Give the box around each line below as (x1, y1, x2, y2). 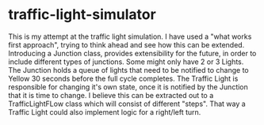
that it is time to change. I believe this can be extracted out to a (8, 90, 214, 100)
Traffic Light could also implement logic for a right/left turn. (8, 107, 201, 116)
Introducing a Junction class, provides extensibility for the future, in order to (8, 48, 257, 58)
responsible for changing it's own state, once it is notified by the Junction (8, 81, 248, 92)
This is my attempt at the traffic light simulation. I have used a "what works (8, 32, 252, 41)
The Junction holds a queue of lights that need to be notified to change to (8, 65, 249, 74)
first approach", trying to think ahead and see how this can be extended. (8, 40, 245, 49)
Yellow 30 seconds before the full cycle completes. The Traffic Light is (8, 74, 239, 83)
